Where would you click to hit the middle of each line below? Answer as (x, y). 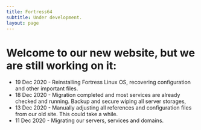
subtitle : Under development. (44, 17)
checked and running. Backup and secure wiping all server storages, (101, 101)
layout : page (23, 23)
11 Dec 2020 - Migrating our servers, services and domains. (89, 120)
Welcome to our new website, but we (101, 53)
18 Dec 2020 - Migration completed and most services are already (97, 95)
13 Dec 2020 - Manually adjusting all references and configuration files (103, 108)
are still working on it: (62, 65)
